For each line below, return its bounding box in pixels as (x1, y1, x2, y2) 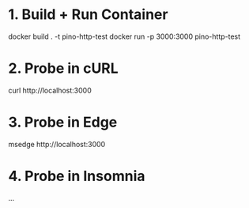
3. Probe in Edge (8, 113, 118, 131)
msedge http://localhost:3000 (8, 139, 106, 149)
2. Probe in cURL (8, 59, 119, 78)
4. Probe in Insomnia (8, 168, 145, 185)
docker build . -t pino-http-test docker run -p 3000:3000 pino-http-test (8, 32, 241, 41)
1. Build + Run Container (8, 6, 168, 24)
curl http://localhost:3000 (8, 85, 92, 95)
